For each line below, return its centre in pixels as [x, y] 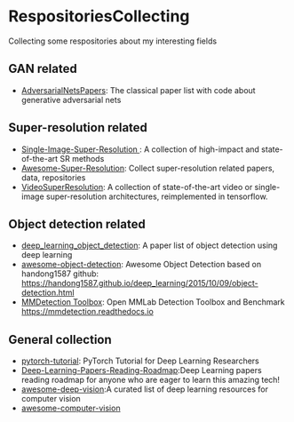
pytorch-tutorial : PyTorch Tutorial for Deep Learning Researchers [140, 361]
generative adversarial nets [71, 100]
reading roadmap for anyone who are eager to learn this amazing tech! [151, 380]
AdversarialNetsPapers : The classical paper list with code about [138, 90]
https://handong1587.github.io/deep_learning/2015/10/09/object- [139, 283]
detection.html [48, 293]
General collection [60, 339]
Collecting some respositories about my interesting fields [113, 41]
